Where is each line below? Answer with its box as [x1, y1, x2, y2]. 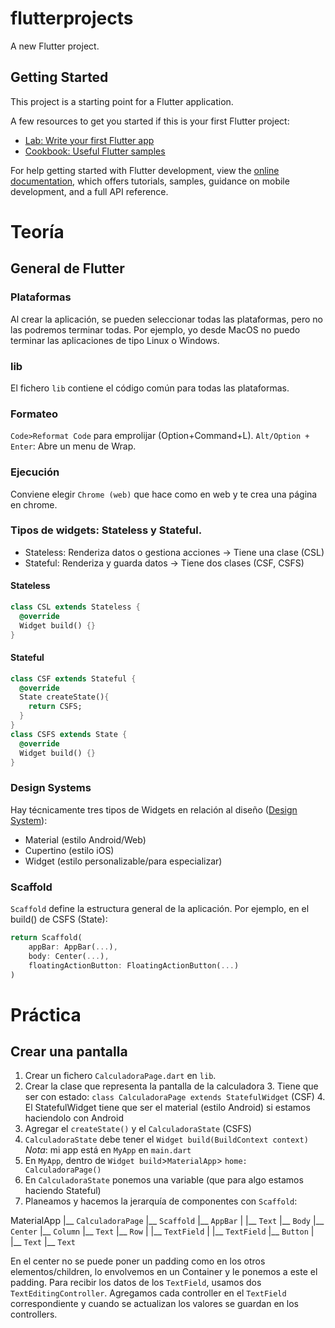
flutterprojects [10, 7, 134, 30]
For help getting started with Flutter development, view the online [10, 164, 280, 176]
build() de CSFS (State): [10, 913, 108, 926]
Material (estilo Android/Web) [24, 833, 147, 846]
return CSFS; [28, 702, 83, 712]
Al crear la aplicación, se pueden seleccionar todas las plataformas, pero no [10, 313, 323, 325]
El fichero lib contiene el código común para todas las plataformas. [10, 382, 290, 394]
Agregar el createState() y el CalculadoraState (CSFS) [24, 1123, 252, 1135]
